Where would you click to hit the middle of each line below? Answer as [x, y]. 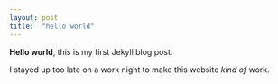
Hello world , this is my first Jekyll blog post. [91, 51]
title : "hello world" [52, 26]
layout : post [34, 18]
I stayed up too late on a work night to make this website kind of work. [140, 70]
